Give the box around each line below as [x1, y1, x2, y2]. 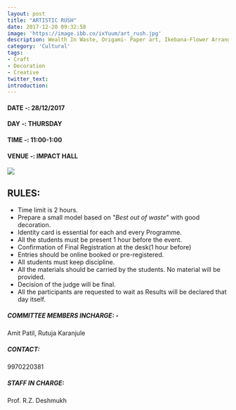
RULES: [7, 187, 41, 199]
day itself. [17, 295, 46, 303]
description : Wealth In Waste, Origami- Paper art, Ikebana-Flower [7, 36, 209, 43]
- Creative [7, 69, 39, 76]
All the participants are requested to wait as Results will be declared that [17, 288, 227, 296]
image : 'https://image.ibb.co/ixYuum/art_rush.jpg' [7, 29, 162, 37]
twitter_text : [7, 75, 49, 83]
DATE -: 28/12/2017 [7, 103, 65, 112]
